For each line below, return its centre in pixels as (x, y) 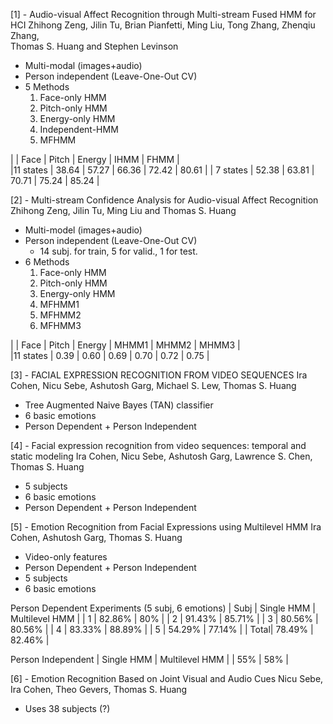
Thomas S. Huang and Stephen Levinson (94, 46)
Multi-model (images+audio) (83, 230)
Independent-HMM (79, 129)
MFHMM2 (60, 315)
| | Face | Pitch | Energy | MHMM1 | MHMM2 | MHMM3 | (125, 345)
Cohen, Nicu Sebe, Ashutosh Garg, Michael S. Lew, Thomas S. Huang (153, 385)
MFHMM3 (60, 325)
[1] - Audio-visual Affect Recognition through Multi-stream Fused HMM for (163, 14)
